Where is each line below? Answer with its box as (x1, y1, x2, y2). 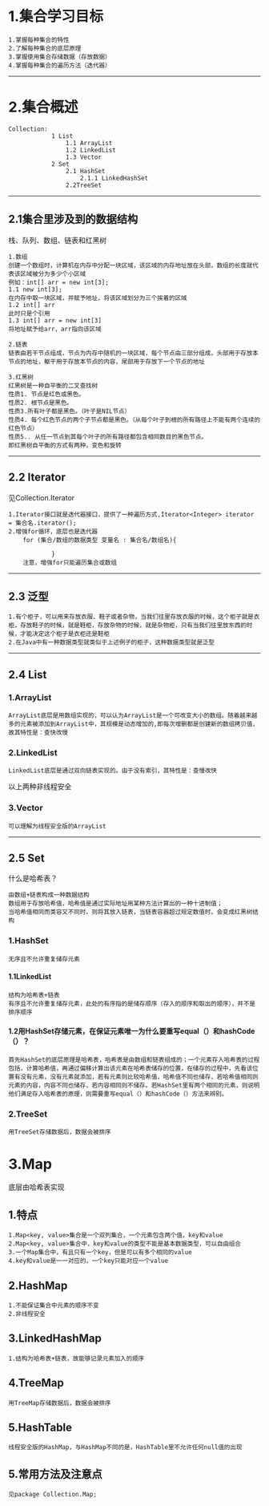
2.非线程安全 (8, 1310, 46, 1318)
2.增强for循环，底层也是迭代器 (8, 527, 98, 536)
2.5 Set (8, 851, 46, 864)
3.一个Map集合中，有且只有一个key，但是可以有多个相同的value (8, 1249, 192, 1257)
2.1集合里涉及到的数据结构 (8, 213, 139, 226)
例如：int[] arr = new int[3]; (8, 278, 110, 286)
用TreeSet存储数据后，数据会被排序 (8, 1128, 111, 1136)
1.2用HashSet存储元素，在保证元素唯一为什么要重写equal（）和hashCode (8, 1026, 255, 1035)
